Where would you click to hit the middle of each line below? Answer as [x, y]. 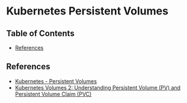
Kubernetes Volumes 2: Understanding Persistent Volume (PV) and [98, 87]
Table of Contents [41, 33]
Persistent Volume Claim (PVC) [53, 94]
